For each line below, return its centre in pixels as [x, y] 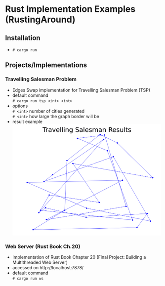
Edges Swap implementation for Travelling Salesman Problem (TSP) [81, 90]
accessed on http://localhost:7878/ [48, 268]
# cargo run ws [28, 279]
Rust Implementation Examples [70, 9]
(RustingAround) [40, 20]
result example [27, 122]
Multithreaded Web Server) [40, 262]
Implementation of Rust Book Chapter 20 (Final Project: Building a [79, 257]
